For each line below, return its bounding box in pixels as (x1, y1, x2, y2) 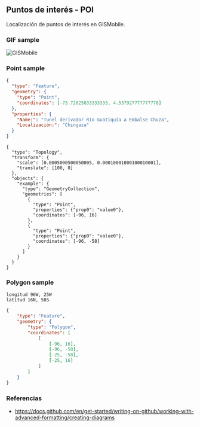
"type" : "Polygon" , (27, 324, 76, 330)
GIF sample (6, 35, 40, 44)
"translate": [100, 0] (17, 165, 73, 171)
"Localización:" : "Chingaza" (17, 122, 90, 128)
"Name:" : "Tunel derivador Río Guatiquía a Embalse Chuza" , (17, 117, 170, 123)
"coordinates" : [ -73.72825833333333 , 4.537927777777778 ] (17, 100, 162, 106)
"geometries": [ (21, 191, 63, 197)
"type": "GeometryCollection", (21, 186, 100, 192)
